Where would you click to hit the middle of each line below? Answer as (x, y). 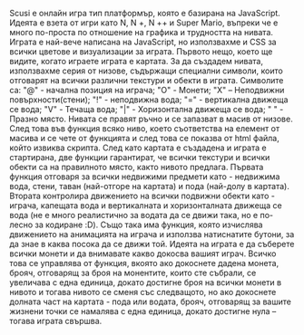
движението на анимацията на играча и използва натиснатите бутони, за (152, 234)
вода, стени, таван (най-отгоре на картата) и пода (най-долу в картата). (150, 186)
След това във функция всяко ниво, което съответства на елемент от (144, 129)
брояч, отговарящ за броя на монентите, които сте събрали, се (133, 273)
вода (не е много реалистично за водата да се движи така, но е (134, 215)
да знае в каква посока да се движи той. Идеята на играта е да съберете (152, 244)
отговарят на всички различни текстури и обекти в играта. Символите (147, 80)
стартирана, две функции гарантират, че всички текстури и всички (140, 157)
